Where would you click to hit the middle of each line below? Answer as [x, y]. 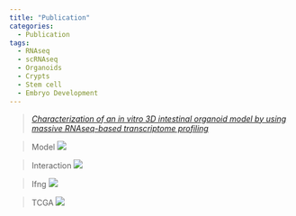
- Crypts [34, 76]
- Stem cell [40, 85]
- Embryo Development [58, 93]
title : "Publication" [50, 18]
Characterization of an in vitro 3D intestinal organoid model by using [159, 119]
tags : [19, 43]
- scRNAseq [38, 59]
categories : [31, 26]
